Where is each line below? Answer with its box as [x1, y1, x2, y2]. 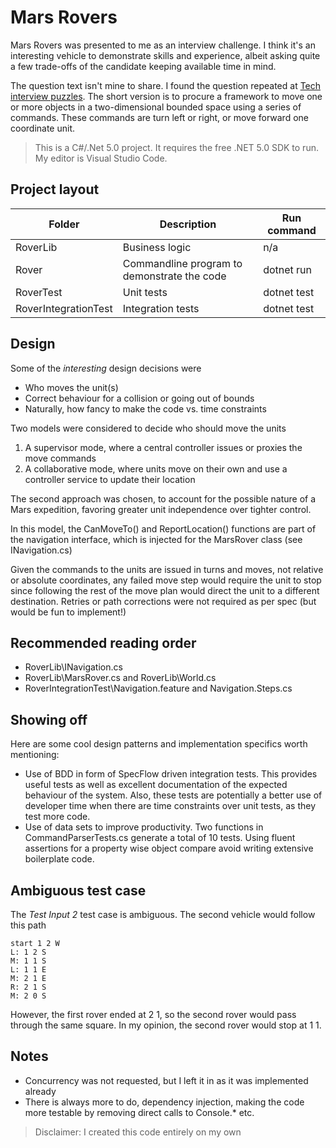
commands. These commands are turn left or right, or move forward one [10, 111, 309, 123]
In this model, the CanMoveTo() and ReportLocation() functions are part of [10, 522, 317, 535]
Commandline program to [122, 256, 243, 270]
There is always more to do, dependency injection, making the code [24, 1096, 305, 1108]
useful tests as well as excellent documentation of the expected [24, 779, 288, 791]
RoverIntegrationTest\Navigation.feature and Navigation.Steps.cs [24, 682, 293, 695]
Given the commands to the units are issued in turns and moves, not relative [10, 563, 324, 575]
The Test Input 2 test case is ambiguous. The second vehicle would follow [10, 909, 316, 920]
